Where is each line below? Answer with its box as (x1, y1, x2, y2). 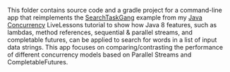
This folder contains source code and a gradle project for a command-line (7, 6, 222, 14)
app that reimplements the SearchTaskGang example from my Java (7, 13, 202, 22)
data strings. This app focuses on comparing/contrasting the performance (7, 43, 224, 51)
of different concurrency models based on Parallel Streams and (7, 50, 192, 59)
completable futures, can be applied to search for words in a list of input (7, 36, 217, 44)
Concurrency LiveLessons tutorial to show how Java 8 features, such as (7, 21, 217, 29)
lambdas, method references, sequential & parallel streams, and (7, 28, 193, 36)
